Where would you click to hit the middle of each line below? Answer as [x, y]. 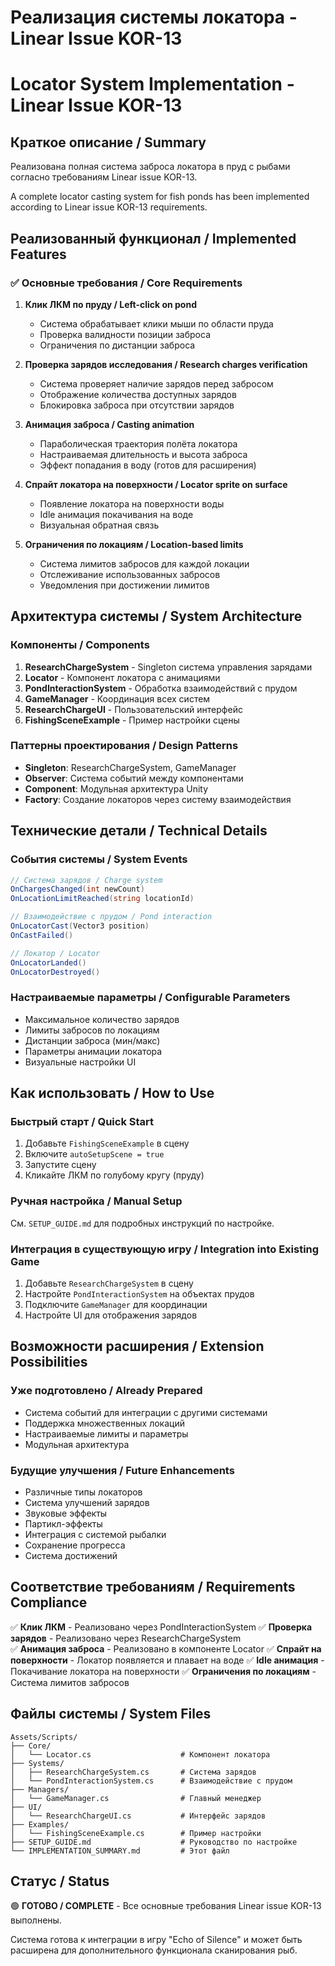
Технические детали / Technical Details [139, 831]
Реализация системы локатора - [154, 17]
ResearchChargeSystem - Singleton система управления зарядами [168, 667]
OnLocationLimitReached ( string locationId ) [102, 899]
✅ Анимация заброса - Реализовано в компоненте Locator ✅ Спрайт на [166, 1648]
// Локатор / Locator [55, 953]
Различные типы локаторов [83, 1492]
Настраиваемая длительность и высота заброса [143, 454]
